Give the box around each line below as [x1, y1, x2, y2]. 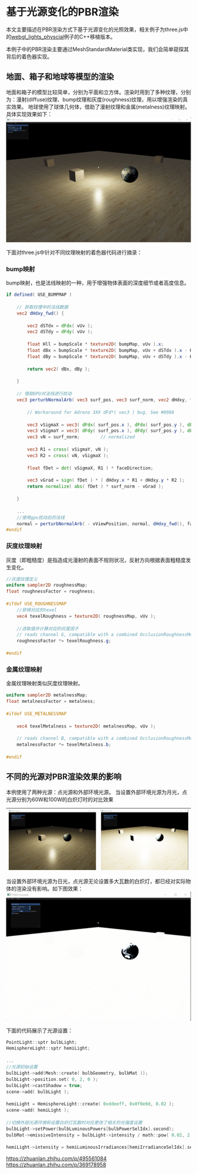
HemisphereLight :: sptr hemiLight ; [6, 1046, 91, 1051]
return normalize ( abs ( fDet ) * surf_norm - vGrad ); [27, 483, 164, 490]
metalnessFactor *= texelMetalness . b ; [16, 742, 111, 748]
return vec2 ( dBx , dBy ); [27, 366, 91, 372]
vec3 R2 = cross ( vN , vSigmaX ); [27, 452, 109, 458]
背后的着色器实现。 [6, 53, 53, 60]
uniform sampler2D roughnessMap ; [6, 582, 88, 588]
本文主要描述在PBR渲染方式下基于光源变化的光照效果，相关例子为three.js [6, 26, 184, 33]
